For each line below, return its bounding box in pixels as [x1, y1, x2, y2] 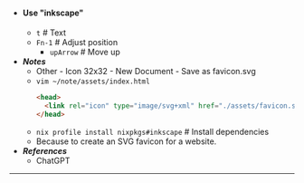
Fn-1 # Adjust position [35, 37, 119, 48]
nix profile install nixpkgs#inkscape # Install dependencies [35, 126, 270, 137]
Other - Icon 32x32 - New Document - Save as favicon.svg [35, 66, 256, 77]
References [22, 145, 68, 156]
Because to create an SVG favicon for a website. [35, 136, 217, 147]
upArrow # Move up [49, 46, 120, 58]
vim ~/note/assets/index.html [35, 77, 151, 86]
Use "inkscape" [22, 7, 84, 18]
